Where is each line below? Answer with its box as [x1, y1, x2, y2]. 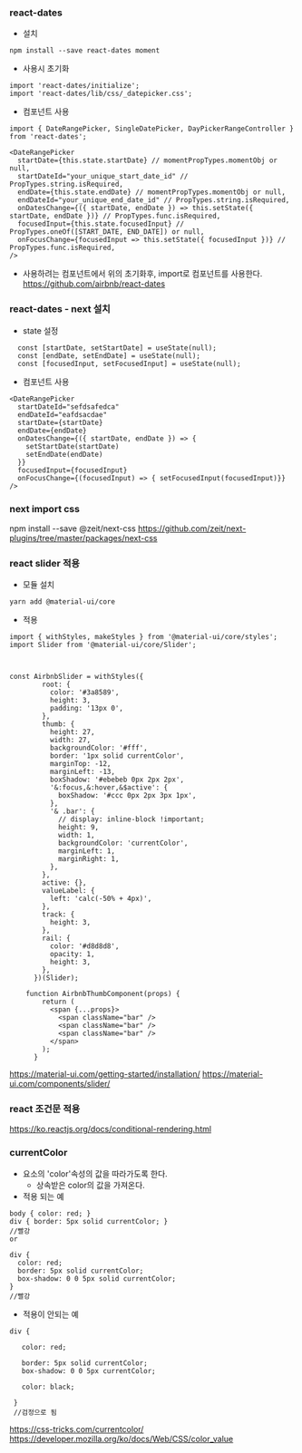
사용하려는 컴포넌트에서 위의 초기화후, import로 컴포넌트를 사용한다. [22, 268, 263, 279]
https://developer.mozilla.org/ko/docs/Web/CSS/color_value [9, 1433, 234, 1444]
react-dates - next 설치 [9, 303, 111, 315]
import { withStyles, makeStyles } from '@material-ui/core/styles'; [9, 633, 278, 642]
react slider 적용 [9, 557, 80, 569]
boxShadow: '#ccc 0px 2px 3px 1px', [57, 791, 197, 800]
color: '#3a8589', [49, 688, 120, 697]
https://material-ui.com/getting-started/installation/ [9, 1069, 201, 1080]
